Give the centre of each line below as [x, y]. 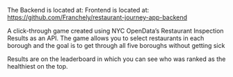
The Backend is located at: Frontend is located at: [78, 10]
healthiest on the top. [38, 66]
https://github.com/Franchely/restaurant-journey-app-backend [97, 17]
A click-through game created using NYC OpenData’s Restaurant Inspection [115, 31]
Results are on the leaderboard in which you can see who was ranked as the [116, 59]
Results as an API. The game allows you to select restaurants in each [106, 38]
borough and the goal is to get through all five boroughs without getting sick [116, 45]
